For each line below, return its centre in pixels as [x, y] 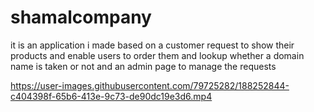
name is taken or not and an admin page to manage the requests [143, 66]
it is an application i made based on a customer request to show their [152, 45]
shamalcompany [81, 17]
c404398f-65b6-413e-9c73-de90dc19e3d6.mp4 [111, 96]
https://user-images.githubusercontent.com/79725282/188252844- [150, 85]
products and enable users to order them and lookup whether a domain [157, 55]
